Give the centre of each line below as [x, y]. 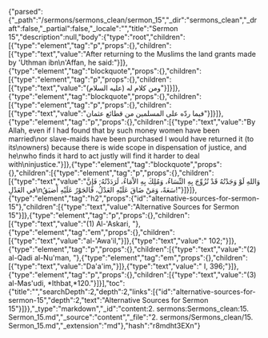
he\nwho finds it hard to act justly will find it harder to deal [104, 156]
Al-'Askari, [113, 224]
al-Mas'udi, [27, 283]
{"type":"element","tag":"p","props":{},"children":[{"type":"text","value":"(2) [132, 249]
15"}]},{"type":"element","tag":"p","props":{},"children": [99, 215]
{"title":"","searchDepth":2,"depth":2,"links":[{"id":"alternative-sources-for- [132, 292]
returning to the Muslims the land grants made [180, 54]
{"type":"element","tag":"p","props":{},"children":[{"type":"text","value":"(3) [132, 274]
